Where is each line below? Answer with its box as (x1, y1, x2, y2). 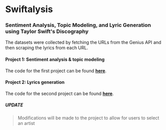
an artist (17, 120, 35, 126)
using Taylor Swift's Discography (5, 28, 89, 35)
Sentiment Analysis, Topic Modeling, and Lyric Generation (5, 22, 151, 29)
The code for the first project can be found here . (5, 67, 107, 74)
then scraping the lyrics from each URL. (5, 45, 89, 51)
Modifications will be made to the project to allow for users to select (17, 115, 159, 121)
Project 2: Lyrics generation (5, 79, 65, 85)
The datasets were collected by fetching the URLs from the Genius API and (5, 39, 161, 46)
